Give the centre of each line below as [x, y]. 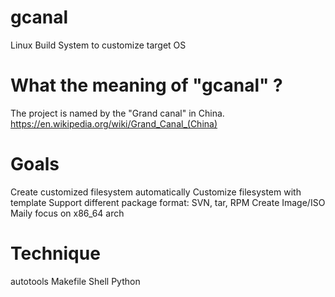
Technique [55, 253]
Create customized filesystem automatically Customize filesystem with [156, 192]
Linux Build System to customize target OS [98, 45]
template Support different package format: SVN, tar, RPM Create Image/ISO [168, 202]
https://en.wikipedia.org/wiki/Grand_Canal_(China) [114, 123]
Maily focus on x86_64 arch [67, 213]
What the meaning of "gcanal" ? [146, 85]
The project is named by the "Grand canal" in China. [117, 113]
